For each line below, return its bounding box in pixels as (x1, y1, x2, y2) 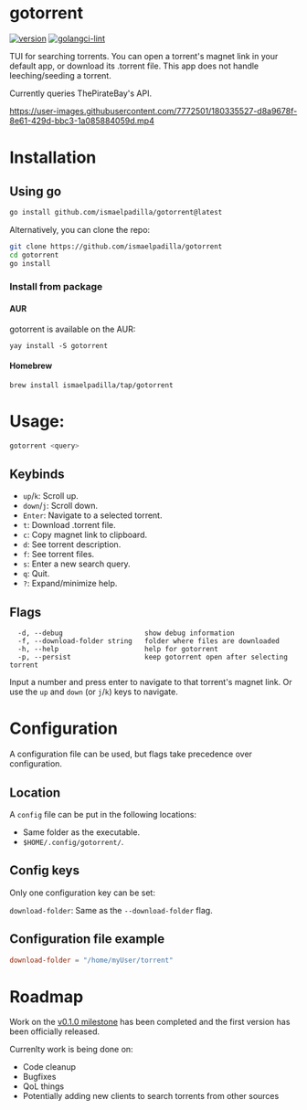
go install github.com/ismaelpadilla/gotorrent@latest (9, 207, 223, 217)
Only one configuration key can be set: (9, 887, 155, 898)
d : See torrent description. (22, 539, 122, 550)
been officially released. (9, 1026, 101, 1037)
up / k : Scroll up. (22, 491, 79, 502)
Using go (9, 184, 62, 199)
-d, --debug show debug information (17, 629, 235, 638)
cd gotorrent (9, 250, 59, 259)
